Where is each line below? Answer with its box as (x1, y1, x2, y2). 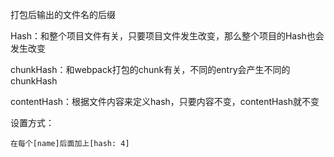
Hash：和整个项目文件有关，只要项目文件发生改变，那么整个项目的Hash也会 (10, 30, 325, 42)
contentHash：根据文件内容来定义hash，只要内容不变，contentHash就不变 (10, 96, 320, 107)
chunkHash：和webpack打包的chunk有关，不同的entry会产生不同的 (10, 64, 291, 75)
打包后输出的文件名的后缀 (10, 9, 116, 20)
